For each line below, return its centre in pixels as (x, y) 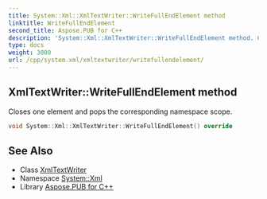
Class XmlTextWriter (53, 170)
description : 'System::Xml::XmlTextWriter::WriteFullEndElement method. (131, 38)
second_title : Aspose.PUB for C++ (66, 30)
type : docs (26, 45)
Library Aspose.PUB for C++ (66, 187)
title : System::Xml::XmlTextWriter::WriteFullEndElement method (117, 16)
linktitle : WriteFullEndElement (62, 23)
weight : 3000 (30, 53)
